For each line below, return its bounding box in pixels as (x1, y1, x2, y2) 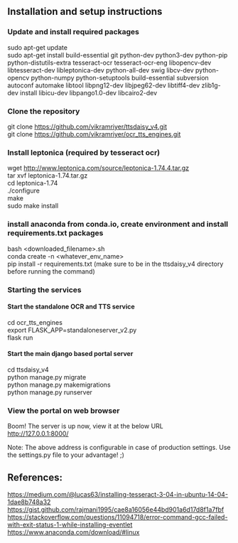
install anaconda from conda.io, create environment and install (7, 220, 229, 230)
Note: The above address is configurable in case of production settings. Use (7, 443, 231, 452)
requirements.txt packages (7, 228, 104, 238)
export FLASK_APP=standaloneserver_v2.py (7, 326, 137, 334)
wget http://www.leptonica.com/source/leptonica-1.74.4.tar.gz (7, 163, 190, 173)
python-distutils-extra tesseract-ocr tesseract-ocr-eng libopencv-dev (7, 58, 212, 67)
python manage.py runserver (7, 387, 92, 397)
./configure (7, 186, 40, 195)
